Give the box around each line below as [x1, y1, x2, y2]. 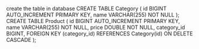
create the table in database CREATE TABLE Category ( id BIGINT [6, 5, 167, 12]
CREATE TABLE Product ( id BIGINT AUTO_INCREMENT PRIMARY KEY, [6, 18, 180, 24]
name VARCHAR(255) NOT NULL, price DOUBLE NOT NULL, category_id [6, 24, 185, 31]
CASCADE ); [6, 37, 36, 43]
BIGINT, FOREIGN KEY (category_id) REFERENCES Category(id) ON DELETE [6, 30, 193, 37]
